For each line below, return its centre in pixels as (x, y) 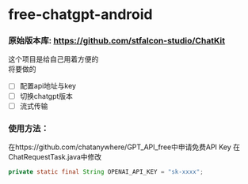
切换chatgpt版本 (46, 96)
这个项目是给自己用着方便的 (53, 59)
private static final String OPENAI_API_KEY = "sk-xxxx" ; (106, 171)
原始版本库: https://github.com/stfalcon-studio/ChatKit (117, 41)
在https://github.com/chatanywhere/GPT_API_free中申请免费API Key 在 (124, 147)
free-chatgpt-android (80, 15)
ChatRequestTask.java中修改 (55, 156)
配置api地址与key (48, 86)
